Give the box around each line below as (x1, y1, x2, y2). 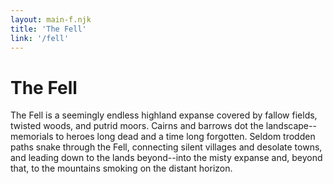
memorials (10, 131, 54, 143)
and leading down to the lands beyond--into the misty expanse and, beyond (10, 152, 323, 164)
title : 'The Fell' (10, 24, 87, 34)
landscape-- (265, 120, 317, 132)
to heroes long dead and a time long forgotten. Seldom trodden (55, 131, 316, 143)
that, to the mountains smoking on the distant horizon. (10, 162, 233, 175)
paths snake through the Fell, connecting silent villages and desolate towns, (10, 141, 323, 153)
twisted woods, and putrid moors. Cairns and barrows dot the (10, 120, 264, 132)
